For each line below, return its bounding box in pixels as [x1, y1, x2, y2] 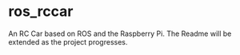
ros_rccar [8, 2, 74, 21]
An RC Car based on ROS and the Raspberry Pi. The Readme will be [8, 29, 232, 38]
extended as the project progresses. [8, 37, 128, 46]
